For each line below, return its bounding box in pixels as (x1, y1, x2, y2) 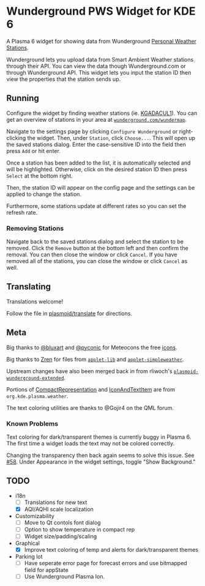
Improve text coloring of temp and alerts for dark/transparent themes (24, 546, 199, 554)
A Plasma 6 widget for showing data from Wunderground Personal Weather (6, 37, 197, 45)
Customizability (15, 512, 55, 519)
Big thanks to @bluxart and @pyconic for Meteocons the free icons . (6, 344, 177, 351)
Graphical (15, 540, 40, 547)
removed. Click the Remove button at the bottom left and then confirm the (6, 245, 188, 252)
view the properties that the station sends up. (6, 75, 121, 83)
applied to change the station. (6, 190, 81, 198)
